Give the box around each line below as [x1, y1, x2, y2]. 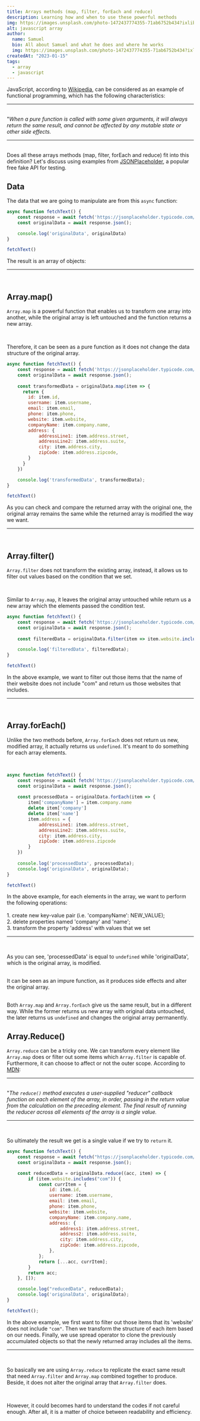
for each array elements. [7, 749, 67, 756]
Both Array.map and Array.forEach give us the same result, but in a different [7, 1001, 192, 1008]
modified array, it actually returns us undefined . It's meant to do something [7, 743, 189, 750]
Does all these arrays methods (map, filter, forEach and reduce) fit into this [7, 152, 189, 159]
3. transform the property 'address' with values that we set [7, 925, 151, 932]
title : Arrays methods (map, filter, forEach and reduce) [7, 8, 153, 15]
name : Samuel [12, 36, 45, 42]
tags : [7, 58, 20, 64]
